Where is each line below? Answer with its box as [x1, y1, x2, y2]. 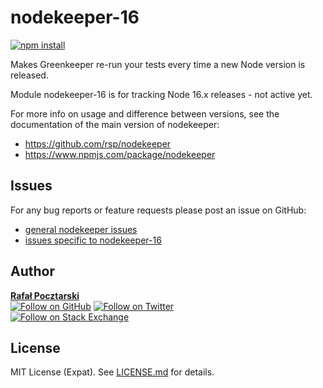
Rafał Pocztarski [10, 289, 80, 301]
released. [10, 69, 49, 81]
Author [10, 263, 55, 280]
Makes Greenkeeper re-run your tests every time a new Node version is [10, 58, 306, 70]
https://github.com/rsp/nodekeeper [24, 137, 172, 150]
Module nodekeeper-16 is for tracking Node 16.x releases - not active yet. [10, 88, 313, 100]
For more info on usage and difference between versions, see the [10, 107, 280, 120]
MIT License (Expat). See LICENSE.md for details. [10, 366, 215, 378]
